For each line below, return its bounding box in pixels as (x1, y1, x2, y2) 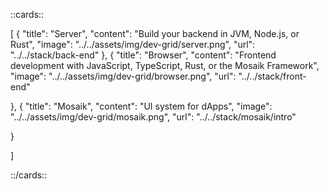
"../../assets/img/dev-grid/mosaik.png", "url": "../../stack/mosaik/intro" (10, 111, 297, 123)
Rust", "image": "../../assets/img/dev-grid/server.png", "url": (10, 39, 256, 50)
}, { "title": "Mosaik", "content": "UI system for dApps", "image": (10, 100, 273, 112)
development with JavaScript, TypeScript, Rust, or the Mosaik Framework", (10, 60, 320, 71)
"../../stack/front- (238, 70, 307, 82)
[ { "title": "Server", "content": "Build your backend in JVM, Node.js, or (10, 28, 300, 39)
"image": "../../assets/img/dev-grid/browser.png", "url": (10, 70, 237, 82)
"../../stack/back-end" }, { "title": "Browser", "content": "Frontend (10, 49, 277, 61)
